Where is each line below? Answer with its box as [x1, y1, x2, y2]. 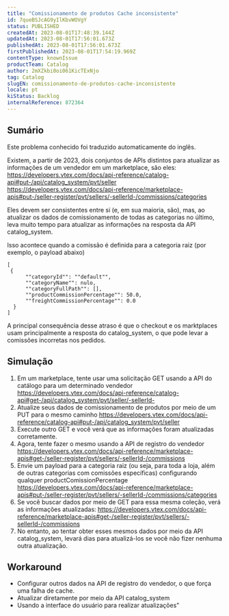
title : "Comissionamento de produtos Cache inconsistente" [7, 10, 179, 17]
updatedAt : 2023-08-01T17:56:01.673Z [7, 36, 115, 42]
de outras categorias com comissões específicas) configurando [16, 469, 198, 477]
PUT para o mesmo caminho [16, 410, 98, 419]
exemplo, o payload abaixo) [7, 248, 85, 256]
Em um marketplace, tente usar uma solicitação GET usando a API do [16, 374, 213, 382]
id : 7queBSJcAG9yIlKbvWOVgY [7, 16, 87, 23]
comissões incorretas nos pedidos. [7, 336, 106, 344]
